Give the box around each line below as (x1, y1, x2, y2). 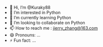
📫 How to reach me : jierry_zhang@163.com (9, 25, 98, 31)
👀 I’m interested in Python (9, 10, 61, 15)
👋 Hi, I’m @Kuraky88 (9, 5, 51, 10)
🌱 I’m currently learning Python (9, 15, 71, 20)
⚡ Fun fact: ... (9, 37, 36, 43)
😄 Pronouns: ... (9, 32, 41, 38)
